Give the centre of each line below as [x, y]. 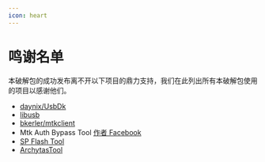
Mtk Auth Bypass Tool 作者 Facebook [80, 132]
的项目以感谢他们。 [40, 90]
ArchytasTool [41, 149]
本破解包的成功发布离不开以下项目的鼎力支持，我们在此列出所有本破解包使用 [133, 81]
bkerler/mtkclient [47, 122]
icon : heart [28, 15]
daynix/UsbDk [43, 106]
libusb [30, 115]
